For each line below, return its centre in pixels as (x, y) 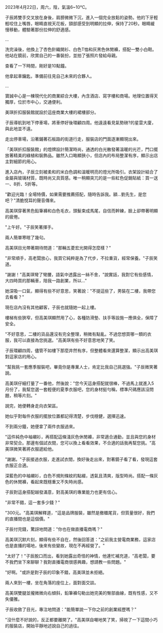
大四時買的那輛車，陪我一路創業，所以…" (46, 281)
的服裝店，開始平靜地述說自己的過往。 (43, 626)
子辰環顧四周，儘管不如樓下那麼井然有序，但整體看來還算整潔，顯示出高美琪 (81, 351)
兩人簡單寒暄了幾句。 (26, 237)
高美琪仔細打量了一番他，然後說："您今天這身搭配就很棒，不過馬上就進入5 (80, 383)
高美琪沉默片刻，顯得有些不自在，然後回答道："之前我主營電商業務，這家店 (81, 539)
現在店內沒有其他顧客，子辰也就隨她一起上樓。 (52, 307)
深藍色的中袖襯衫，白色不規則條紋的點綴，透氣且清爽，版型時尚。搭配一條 (79, 476)
